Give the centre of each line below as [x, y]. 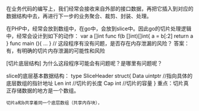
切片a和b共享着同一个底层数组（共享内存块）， [54, 103]
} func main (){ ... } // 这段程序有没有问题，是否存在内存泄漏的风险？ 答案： [98, 43]
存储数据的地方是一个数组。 [45, 91]
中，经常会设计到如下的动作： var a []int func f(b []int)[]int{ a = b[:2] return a [100, 36]
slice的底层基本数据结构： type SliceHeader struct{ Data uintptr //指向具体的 [99, 76]
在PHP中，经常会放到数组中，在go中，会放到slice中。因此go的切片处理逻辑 [99, 29]
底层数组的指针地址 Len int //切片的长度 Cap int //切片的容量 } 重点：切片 [95, 83]
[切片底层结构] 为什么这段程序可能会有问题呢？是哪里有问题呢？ [84, 63]
